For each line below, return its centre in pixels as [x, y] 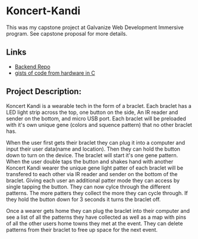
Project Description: [44, 92]
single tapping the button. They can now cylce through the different [88, 187]
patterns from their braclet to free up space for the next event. [82, 230]
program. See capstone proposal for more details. [67, 33]
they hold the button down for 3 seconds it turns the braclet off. [84, 199]
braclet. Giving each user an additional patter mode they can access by [93, 180]
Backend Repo [33, 66]
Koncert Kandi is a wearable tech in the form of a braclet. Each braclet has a [99, 106]
